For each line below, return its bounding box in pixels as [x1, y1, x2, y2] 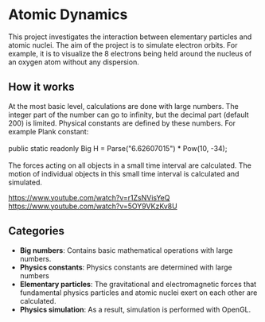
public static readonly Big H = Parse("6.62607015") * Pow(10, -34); [8, 143, 228, 153]
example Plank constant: [8, 126, 89, 136]
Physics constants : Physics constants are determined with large [19, 262, 232, 272]
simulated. [8, 177, 42, 187]
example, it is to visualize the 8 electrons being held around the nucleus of [8, 48, 252, 58]
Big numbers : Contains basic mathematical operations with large [19, 245, 233, 255]
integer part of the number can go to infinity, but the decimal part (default [8, 110, 249, 119]
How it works [8, 80, 75, 94]
